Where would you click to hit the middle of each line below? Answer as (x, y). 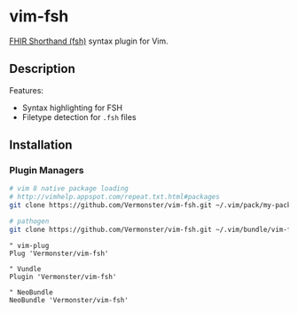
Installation (41, 145)
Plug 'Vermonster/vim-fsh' (59, 253)
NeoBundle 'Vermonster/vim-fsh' (69, 300)
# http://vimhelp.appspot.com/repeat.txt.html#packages (114, 197)
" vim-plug (29, 245)
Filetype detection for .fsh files (79, 116)
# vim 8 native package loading (69, 189)
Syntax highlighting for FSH (72, 108)
